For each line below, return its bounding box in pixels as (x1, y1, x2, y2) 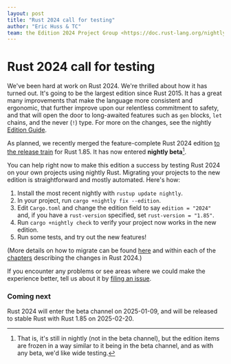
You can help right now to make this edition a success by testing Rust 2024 (7, 161, 221, 169)
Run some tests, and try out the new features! (16, 232, 146, 241)
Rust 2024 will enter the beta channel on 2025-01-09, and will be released (7, 307, 218, 316)
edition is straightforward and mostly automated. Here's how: (7, 175, 181, 183)
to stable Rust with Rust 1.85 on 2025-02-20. (7, 314, 134, 323)
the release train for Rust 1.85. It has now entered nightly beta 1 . (7, 146, 187, 156)
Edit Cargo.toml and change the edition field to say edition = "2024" (16, 203, 212, 212)
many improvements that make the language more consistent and (7, 97, 193, 105)
